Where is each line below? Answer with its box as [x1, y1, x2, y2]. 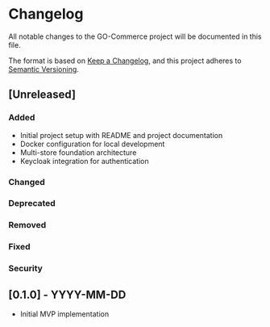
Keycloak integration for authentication [19, 156, 149, 166]
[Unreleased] [8, 88, 77, 102]
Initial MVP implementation [19, 309, 110, 319]
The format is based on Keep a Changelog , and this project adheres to [8, 56, 242, 65]
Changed [8, 176, 46, 187]
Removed [8, 220, 47, 231]
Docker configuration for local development [19, 139, 165, 149]
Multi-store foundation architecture [19, 147, 137, 157]
